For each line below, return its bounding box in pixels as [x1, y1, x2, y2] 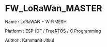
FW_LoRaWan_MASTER [5, 3, 103, 14]
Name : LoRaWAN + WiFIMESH [5, 19, 67, 24]
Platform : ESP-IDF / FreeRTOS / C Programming [5, 28, 101, 34]
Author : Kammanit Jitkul [5, 37, 54, 43]
